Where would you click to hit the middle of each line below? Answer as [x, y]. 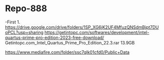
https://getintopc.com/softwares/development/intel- [97, 32]
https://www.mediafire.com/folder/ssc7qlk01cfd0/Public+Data [67, 52]
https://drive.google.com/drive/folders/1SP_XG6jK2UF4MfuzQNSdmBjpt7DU [82, 27]
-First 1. [13, 22]
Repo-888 [26, 9]
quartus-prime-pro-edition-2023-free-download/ [55, 38]
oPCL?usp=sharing [24, 32]
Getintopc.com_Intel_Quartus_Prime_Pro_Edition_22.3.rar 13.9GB [70, 42]
